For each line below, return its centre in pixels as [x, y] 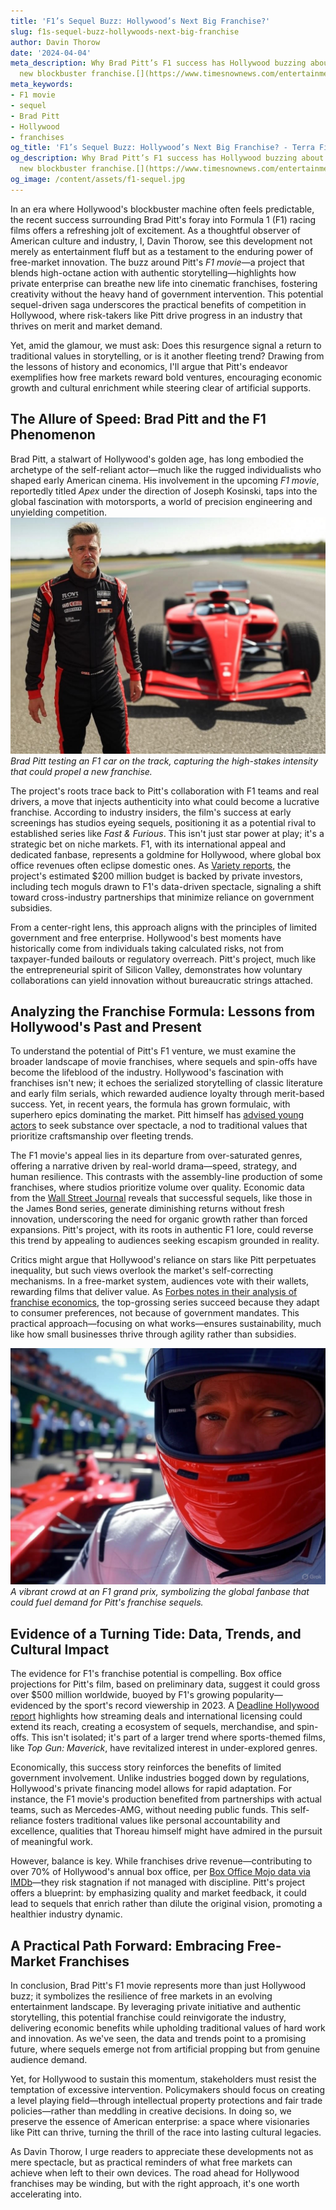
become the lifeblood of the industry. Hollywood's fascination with [147, 1072]
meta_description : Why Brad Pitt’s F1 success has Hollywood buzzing [158, 63]
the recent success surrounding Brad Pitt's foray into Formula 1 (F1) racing [163, 219]
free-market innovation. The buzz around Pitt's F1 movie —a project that [157, 262]
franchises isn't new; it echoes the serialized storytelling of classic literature [166, 1083]
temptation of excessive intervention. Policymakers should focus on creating [168, 2089]
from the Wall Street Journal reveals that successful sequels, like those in [161, 1198]
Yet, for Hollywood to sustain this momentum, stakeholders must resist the [163, 2079]
